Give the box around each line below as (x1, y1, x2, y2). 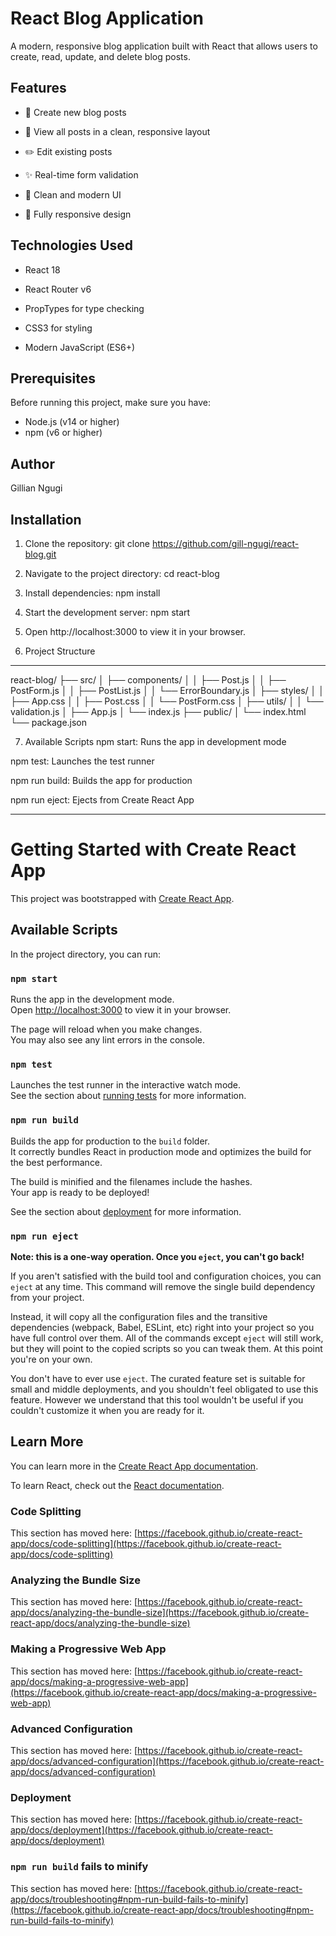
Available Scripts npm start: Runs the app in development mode (24, 736, 287, 747)
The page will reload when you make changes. (10, 1023, 203, 1036)
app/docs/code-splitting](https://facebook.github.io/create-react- (10, 1538, 282, 1550)
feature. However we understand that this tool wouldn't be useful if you (10, 1393, 304, 1406)
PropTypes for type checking (24, 302, 145, 314)
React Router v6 (24, 283, 92, 295)
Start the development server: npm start (24, 607, 191, 618)
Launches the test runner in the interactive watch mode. (10, 1079, 242, 1091)
